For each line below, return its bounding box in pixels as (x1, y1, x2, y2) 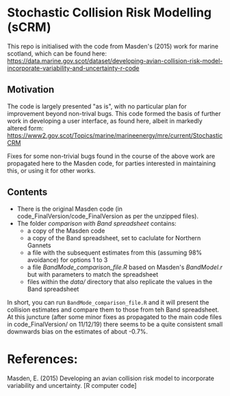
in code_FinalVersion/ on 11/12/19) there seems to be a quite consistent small (7, 320, 223, 328)
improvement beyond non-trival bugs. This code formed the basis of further (7, 109, 221, 117)
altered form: (7, 124, 44, 132)
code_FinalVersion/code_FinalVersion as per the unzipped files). (16, 211, 199, 220)
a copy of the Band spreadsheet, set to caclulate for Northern (27, 233, 201, 242)
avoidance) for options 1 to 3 (27, 255, 108, 264)
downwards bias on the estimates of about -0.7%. (7, 327, 149, 336)
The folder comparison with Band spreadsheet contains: (16, 219, 177, 227)
